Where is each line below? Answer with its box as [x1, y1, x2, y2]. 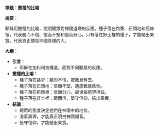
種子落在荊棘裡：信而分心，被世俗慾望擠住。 [19, 89, 109, 95]
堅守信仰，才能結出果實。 [19, 120, 71, 125]
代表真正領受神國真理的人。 [13, 38, 69, 43]
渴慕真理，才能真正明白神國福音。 [19, 113, 88, 119]
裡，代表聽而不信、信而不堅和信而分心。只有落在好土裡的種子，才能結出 [5, 32, 150, 37]
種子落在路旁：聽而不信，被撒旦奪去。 [19, 77, 96, 83]
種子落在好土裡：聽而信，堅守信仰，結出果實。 [19, 95, 113, 101]
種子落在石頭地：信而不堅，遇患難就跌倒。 [19, 83, 105, 88]
